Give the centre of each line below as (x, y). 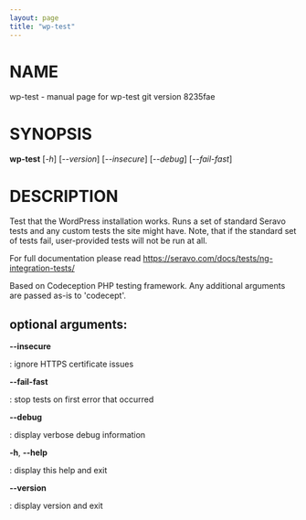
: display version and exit (56, 506)
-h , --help (29, 452)
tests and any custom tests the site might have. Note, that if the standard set (153, 231)
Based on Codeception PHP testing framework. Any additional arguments (148, 286)
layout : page (34, 18)
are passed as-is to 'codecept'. (68, 296)
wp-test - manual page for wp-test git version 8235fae (112, 97)
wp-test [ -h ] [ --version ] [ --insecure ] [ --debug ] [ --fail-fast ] (121, 159)
